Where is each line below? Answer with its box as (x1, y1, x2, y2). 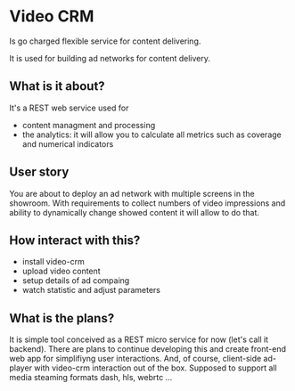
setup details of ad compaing (21, 275, 130, 286)
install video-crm (21, 257, 85, 267)
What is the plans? (9, 310, 115, 326)
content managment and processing (21, 119, 156, 130)
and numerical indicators (21, 138, 114, 149)
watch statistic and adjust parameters (21, 285, 160, 296)
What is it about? (9, 78, 105, 94)
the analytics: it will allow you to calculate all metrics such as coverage (21, 129, 283, 140)
